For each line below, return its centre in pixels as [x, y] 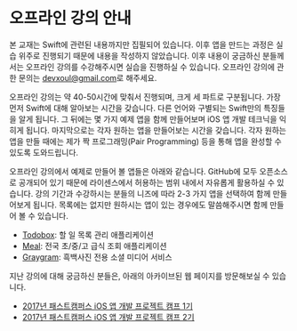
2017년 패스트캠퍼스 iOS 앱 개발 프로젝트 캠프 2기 [108, 317]
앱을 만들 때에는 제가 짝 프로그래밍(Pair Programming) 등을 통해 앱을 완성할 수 [145, 141]
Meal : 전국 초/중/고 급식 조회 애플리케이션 [94, 246]
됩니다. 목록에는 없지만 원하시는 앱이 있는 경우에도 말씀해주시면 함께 [150, 205]
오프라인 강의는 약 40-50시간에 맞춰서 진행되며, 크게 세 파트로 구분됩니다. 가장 [145, 97]
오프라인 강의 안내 [70, 18]
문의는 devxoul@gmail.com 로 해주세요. [88, 77]
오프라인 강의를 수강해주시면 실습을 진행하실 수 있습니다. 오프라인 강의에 [150, 67]
